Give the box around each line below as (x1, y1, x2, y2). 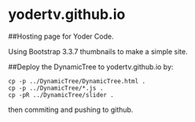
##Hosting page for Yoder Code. (8, 31, 114, 41)
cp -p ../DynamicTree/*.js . (8, 84, 104, 92)
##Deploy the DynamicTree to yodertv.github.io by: (8, 61, 174, 72)
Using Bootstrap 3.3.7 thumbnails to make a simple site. (8, 46, 188, 56)
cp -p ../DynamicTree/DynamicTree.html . (8, 77, 146, 85)
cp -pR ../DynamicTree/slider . (8, 91, 114, 99)
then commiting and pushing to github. (8, 105, 134, 114)
